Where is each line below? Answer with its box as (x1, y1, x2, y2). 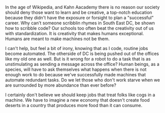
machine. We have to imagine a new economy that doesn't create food (5, 97, 150, 103)
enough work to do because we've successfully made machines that (5, 72, 146, 77)
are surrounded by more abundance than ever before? (5, 82, 117, 88)
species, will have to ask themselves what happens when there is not (5, 66, 147, 72)
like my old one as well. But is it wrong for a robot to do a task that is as (5, 56, 151, 61)
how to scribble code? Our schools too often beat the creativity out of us (5, 25, 154, 31)
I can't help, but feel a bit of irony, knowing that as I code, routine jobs (5, 46, 148, 51)
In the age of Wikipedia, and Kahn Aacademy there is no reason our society (5, 4, 160, 10)
